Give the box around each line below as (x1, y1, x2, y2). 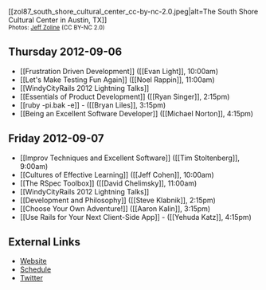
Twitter (19, 273, 44, 283)
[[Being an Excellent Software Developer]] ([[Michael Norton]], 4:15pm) (19, 108, 253, 118)
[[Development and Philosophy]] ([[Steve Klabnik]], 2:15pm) (19, 195, 217, 205)
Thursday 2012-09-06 (8, 45, 123, 59)
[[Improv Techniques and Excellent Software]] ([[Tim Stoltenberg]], (19, 153, 241, 163)
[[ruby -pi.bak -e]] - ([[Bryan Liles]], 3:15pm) (19, 100, 166, 110)
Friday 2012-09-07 (8, 131, 105, 146)
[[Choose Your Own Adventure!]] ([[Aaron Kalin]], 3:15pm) (19, 203, 211, 214)
